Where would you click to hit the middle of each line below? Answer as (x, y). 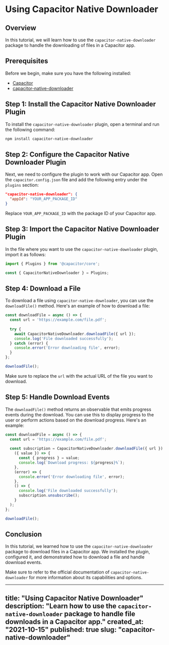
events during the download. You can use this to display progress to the (80, 414)
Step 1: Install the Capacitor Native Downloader (80, 104)
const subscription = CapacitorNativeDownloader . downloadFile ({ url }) (87, 449)
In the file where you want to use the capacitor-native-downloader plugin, (82, 249)
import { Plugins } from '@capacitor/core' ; (53, 264)
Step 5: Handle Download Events (58, 397)
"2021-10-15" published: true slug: (61, 630)
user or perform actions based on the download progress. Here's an (76, 420)
